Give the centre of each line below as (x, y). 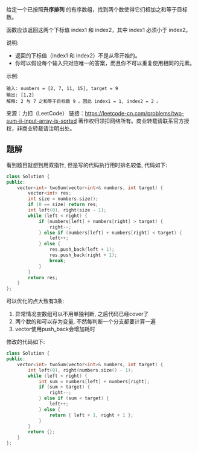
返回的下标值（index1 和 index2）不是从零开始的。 (78, 56)
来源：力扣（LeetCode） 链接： (46, 113)
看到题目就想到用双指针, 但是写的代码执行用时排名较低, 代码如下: (87, 165)
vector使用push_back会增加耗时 (55, 329)
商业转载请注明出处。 (49, 128)
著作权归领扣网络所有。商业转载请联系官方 (131, 121)
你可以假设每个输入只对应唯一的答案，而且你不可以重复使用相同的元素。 (105, 63)
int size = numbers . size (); (63, 199)
